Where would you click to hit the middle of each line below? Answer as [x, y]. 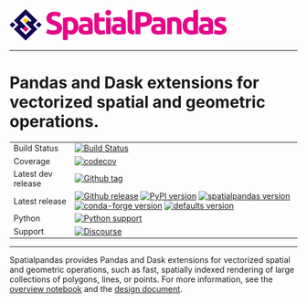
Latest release [40, 201]
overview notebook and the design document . [96, 289]
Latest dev [33, 173]
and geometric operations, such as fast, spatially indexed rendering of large [152, 270]
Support [28, 231]
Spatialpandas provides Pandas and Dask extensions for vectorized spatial [150, 260]
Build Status [36, 148]
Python [27, 218]
